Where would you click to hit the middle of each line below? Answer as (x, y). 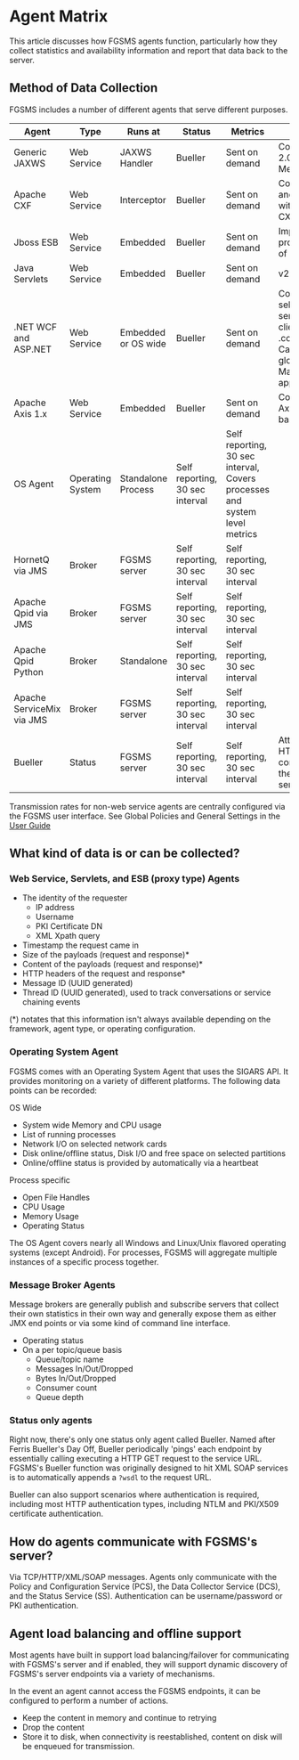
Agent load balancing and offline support (125, 1633)
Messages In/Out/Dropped (84, 1369)
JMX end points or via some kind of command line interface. (120, 1324)
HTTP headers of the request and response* (104, 974)
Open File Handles (56, 1197)
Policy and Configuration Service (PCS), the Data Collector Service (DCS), (145, 1586)
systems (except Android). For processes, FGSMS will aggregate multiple (143, 1252)
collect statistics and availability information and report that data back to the (149, 50)
